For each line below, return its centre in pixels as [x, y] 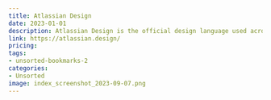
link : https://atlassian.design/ [65, 38]
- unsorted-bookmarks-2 [48, 61]
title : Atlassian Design [50, 16]
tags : [17, 53]
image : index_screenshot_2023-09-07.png [77, 83]
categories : [28, 69]
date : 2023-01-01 [38, 23]
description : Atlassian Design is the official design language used [128, 31]
